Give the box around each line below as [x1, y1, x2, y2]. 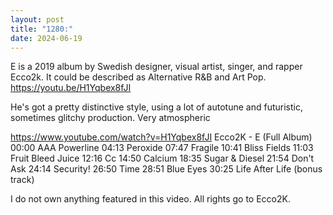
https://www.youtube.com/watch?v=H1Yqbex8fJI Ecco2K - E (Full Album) [10, 131, 313, 143]
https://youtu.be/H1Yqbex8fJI [10, 82, 132, 94]
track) [10, 174, 35, 186]
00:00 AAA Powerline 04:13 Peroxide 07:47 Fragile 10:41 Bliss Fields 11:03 [10, 142, 314, 154]
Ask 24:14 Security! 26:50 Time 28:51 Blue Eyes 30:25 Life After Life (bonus [10, 163, 323, 175]
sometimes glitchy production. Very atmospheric [10, 112, 211, 124]
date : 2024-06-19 [10, 33, 83, 43]
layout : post [10, 14, 65, 25]
